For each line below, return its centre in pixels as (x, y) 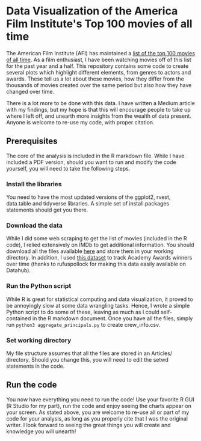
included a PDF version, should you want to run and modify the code (91, 162)
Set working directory (39, 340)
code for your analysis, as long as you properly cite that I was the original (97, 418)
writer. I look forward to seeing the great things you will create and (88, 425)
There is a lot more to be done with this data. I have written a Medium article (101, 103)
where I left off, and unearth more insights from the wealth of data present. (99, 116)
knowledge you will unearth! (41, 431)
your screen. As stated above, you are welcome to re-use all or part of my (98, 412)
